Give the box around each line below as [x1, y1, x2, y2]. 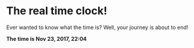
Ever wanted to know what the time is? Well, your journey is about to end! [6, 24, 189, 31]
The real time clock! [6, 4, 107, 18]
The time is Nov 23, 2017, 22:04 [6, 35, 87, 42]
